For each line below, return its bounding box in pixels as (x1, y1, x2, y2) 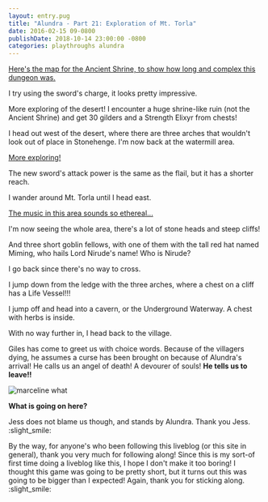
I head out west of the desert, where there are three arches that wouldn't (8, 129, 251, 138)
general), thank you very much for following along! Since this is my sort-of (8, 450, 256, 460)
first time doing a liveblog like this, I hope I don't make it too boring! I (8, 458, 237, 468)
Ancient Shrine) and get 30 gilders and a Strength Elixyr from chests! (8, 113, 237, 122)
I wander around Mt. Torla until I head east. (8, 193, 152, 202)
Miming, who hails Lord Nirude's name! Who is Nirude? (8, 249, 191, 258)
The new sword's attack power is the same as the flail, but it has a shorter (8, 168, 254, 178)
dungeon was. (8, 73, 57, 83)
